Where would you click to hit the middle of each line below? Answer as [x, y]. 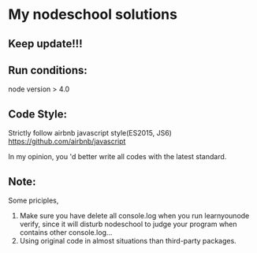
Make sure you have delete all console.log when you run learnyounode [134, 216]
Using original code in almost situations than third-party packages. [128, 241]
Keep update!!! [45, 44]
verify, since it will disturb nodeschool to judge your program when [128, 224]
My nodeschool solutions [93, 15]
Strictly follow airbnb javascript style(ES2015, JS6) [90, 133]
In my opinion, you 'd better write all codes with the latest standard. [117, 157]
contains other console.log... [66, 233]
